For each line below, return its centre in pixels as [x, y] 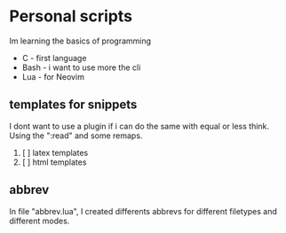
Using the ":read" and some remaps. [76, 136]
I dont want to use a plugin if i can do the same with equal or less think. [139, 126]
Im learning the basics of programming [80, 41]
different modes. [40, 221]
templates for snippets [73, 105]
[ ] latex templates [55, 152]
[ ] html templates [54, 162]
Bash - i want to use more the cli [81, 67]
